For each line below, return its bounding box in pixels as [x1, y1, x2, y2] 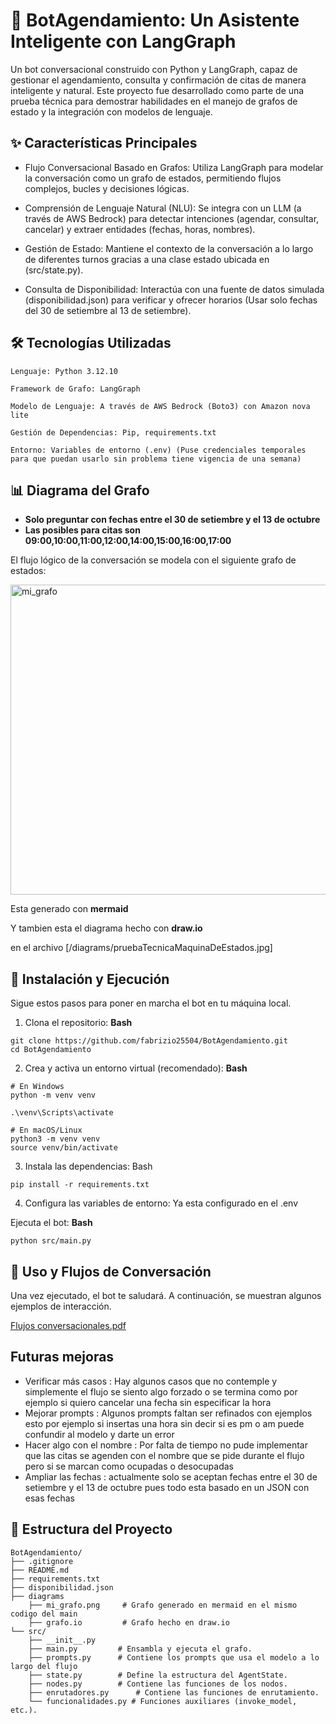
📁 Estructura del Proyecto [10, 1521, 173, 1538]
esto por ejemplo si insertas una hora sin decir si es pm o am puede [24, 1417, 305, 1429]
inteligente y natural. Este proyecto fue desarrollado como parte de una [10, 84, 305, 96]
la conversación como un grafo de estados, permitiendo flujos [24, 172, 282, 184]
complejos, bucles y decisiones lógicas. [24, 182, 190, 194]
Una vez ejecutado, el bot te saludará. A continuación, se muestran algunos [10, 1290, 322, 1301]
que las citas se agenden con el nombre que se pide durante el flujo [24, 1449, 305, 1461]
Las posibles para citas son [24, 524, 141, 536]
